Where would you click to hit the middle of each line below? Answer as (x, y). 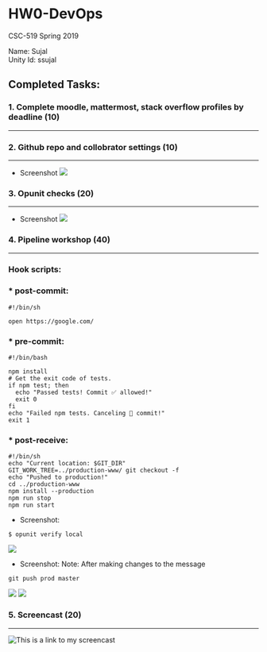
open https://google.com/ (51, 321)
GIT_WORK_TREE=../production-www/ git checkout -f (94, 471)
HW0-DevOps (56, 14)
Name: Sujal (28, 51)
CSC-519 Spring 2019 (44, 36)
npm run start (32, 505)
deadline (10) (34, 118)
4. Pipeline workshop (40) (60, 240)
